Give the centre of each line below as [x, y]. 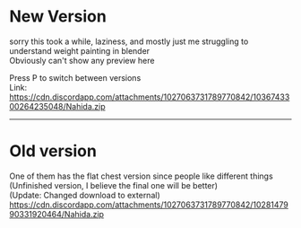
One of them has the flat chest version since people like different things [141, 176]
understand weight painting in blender [80, 50]
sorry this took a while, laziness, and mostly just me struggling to [129, 41]
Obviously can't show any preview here [82, 60]
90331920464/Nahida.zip [57, 214]
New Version [58, 17]
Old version [53, 151]
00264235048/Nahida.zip [57, 106]
